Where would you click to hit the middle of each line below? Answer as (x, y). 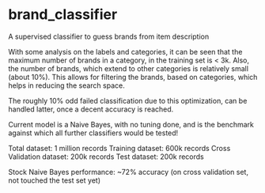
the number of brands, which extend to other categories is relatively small (129, 68)
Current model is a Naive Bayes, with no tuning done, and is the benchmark (131, 124)
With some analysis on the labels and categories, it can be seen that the (125, 51)
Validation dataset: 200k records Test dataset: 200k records (106, 157)
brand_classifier (63, 15)
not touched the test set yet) (55, 180)
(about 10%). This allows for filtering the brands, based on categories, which (133, 77)
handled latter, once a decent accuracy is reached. (91, 109)
